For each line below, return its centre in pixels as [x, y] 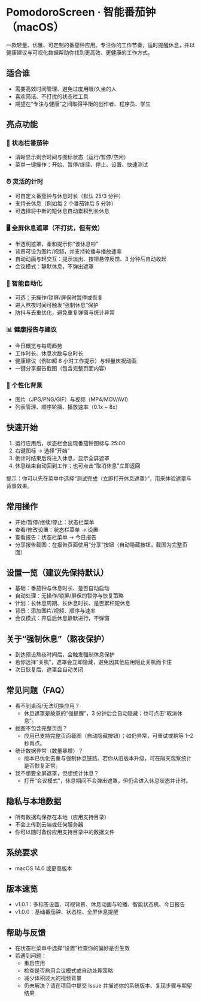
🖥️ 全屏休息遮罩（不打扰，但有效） [55, 228]
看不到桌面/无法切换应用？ [47, 705]
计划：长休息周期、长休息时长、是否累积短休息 [72, 603]
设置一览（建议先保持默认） [57, 573]
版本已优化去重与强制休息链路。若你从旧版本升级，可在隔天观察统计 [108, 758]
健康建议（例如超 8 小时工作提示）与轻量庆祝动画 [76, 361]
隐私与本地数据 [34, 802]
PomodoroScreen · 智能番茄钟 [81, 12]
